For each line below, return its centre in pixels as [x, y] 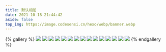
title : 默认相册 [21, 10]
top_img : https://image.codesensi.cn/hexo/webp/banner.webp [71, 24]
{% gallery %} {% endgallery [83, 39]
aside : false [19, 19]
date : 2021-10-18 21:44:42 [34, 15]
